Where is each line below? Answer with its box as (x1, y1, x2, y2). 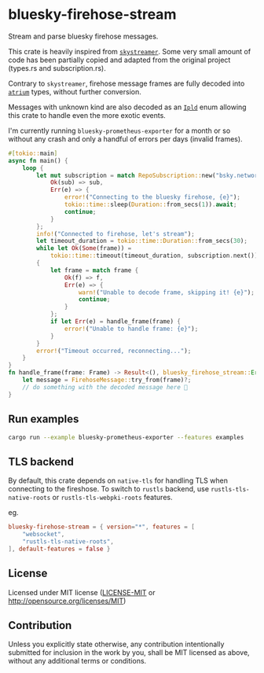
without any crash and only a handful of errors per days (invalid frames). (8, 134, 243, 143)
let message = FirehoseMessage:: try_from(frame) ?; (22, 376, 192, 384)
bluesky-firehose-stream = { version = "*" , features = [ (8, 523, 195, 531)
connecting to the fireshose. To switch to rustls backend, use (8, 484, 210, 494)
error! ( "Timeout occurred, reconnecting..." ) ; (36, 347, 192, 355)
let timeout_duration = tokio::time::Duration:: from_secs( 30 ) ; (36, 237, 247, 245)
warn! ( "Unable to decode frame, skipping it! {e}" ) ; (78, 289, 255, 296)
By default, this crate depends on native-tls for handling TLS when (8, 476, 228, 485)
